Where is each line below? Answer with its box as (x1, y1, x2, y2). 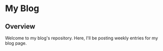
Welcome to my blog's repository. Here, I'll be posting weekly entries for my (5, 35, 158, 41)
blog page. (5, 40, 27, 46)
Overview (5, 22, 36, 31)
